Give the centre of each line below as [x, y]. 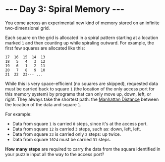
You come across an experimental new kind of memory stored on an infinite [82, 23]
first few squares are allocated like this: [45, 48]
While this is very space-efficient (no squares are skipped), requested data [82, 83]
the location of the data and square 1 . [43, 104]
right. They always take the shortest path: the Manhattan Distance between [82, 99]
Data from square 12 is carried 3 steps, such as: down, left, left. [77, 129]
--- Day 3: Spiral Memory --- [65, 9]
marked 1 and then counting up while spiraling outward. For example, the [80, 42]
